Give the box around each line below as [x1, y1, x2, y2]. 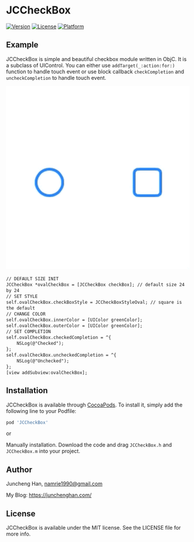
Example [6, 40, 39, 50]
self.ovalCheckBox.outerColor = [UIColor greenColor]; [6, 323, 143, 328]
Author [6, 465, 32, 475]
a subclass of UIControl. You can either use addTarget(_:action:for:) [6, 62, 175, 69]
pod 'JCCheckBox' [6, 419, 49, 425]
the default [6, 305, 35, 311]
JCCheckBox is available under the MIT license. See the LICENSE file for [6, 524, 181, 531]
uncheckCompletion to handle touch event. [6, 74, 107, 81]
